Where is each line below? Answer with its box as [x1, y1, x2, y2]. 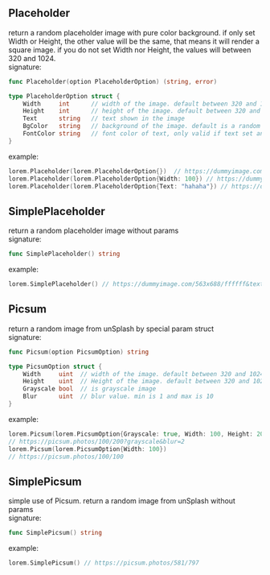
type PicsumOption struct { [8, 362, 103, 370]
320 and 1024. [8, 53, 56, 63]
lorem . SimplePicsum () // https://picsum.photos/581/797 [8, 559, 199, 567]
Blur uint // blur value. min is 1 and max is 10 [22, 392, 215, 401]
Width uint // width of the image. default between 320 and [22, 370, 247, 378]
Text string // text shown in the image [22, 114, 185, 123]
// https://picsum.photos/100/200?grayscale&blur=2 [8, 437, 185, 445]
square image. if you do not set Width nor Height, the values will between [8, 44, 252, 55]
